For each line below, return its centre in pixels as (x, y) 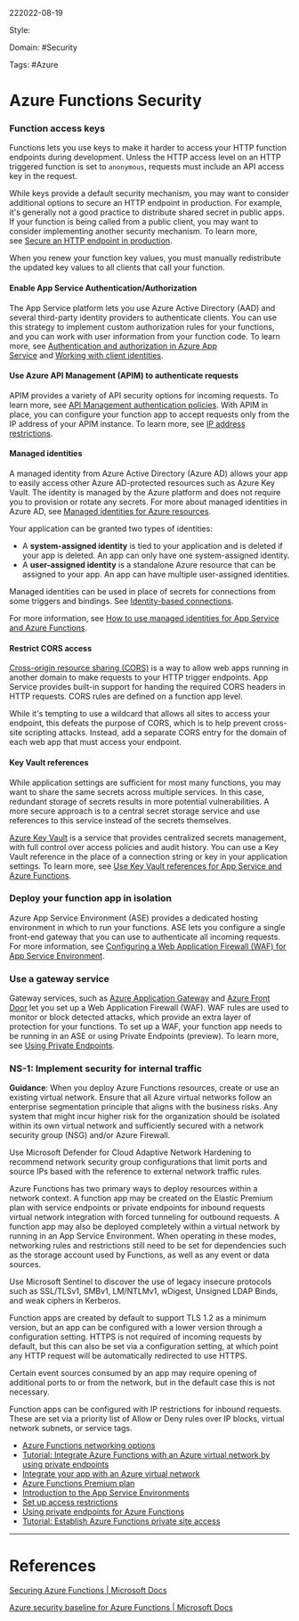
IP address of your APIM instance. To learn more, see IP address (128, 423)
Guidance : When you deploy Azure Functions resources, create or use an (144, 1088)
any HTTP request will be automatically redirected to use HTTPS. (128, 1356)
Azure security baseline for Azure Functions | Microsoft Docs (121, 1608)
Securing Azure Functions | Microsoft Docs (88, 1591)
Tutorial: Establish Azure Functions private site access (121, 1521)
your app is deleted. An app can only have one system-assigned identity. (156, 555)
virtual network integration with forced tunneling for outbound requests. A (145, 1217)
